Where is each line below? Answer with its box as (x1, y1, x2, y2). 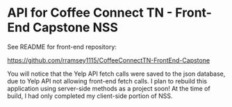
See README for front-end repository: (7, 42, 117, 51)
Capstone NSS (32, 19, 118, 35)
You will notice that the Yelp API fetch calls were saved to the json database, (7, 69, 226, 78)
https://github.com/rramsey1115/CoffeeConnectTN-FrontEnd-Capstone (7, 56, 210, 64)
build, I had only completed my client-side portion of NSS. (7, 92, 173, 100)
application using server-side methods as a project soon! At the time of (7, 84, 210, 92)
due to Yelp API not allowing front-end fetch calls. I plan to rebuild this (7, 76, 207, 85)
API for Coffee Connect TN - (7, 5, 173, 21)
